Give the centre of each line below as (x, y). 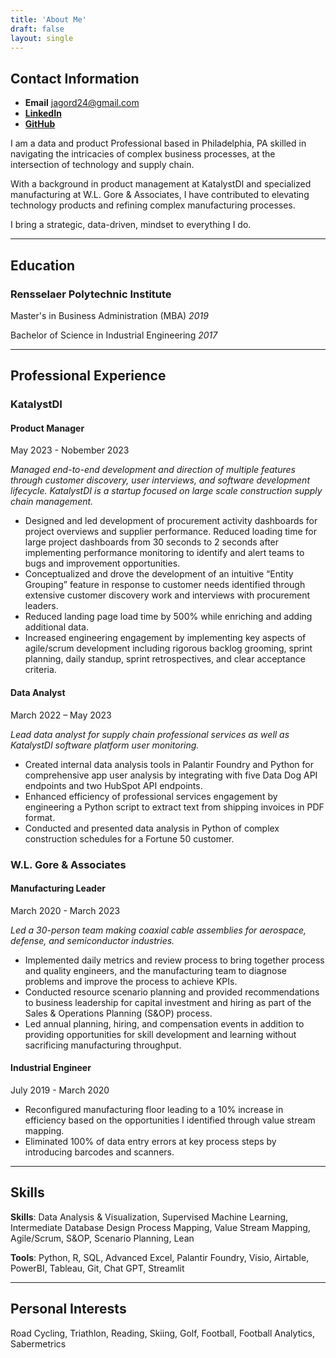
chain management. (52, 502)
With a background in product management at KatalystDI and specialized (161, 184)
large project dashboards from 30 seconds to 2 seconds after (152, 542)
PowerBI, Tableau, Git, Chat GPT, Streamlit (97, 1268)
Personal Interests (68, 1309)
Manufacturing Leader (58, 888)
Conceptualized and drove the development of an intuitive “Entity (159, 574)
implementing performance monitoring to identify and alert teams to (164, 553)
